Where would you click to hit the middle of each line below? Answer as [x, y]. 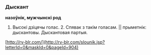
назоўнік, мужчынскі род [33, 18]
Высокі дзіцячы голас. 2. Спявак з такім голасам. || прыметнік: [79, 27]
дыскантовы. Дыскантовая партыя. [50, 33]
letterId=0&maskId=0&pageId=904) [42, 48]
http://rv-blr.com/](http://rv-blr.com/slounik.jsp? [56, 42]
